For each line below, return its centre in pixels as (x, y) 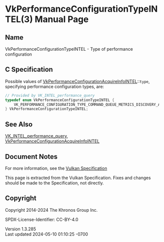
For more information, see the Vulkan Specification (56, 168)
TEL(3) (19, 19)
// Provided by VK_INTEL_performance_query (50, 95)
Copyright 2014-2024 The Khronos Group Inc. (51, 210)
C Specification (29, 70)
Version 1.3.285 (20, 229)
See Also (19, 124)
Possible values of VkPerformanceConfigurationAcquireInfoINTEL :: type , (77, 81)
